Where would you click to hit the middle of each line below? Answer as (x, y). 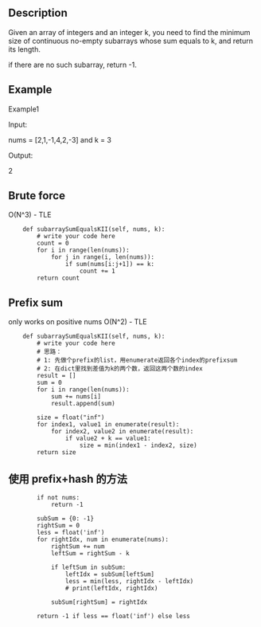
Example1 (24, 109)
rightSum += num (78, 547)
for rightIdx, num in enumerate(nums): (103, 540)
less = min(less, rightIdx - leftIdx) (129, 582)
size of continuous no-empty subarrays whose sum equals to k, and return (130, 41)
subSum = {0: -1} (65, 519)
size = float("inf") (71, 417)
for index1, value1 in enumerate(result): (108, 425)
